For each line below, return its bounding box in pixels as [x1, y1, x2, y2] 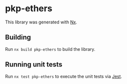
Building [5, 33, 31, 42]
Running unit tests [5, 61, 63, 69]
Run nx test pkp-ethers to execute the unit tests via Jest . [5, 73, 122, 79]
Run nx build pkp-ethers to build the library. [5, 46, 95, 52]
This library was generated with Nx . [5, 19, 77, 25]
